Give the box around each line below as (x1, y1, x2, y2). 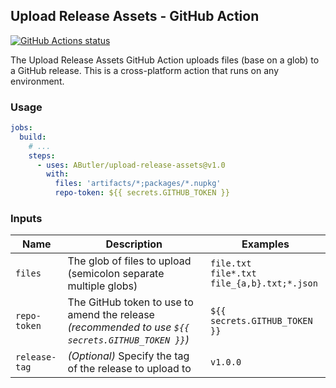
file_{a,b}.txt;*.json (210, 278, 318, 289)
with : (46, 169, 70, 179)
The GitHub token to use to (67, 295, 194, 309)
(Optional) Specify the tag (67, 349, 190, 363)
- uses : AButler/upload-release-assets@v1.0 (36, 160, 226, 170)
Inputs (10, 212, 43, 226)
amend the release (67, 308, 155, 322)
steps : (28, 150, 56, 161)
